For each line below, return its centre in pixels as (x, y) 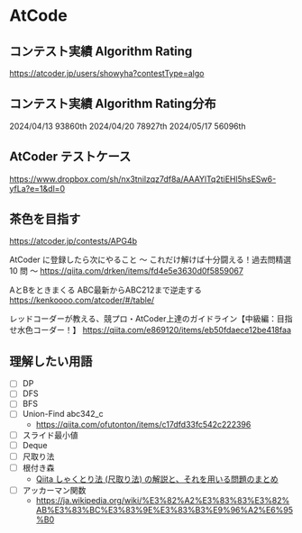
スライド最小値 (50, 435)
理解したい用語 (51, 361)
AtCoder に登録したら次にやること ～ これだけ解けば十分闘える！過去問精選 (150, 260)
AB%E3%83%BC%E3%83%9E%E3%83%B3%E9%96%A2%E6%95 (165, 510)
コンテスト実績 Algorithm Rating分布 (113, 104)
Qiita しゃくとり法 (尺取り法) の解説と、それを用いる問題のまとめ (157, 479)
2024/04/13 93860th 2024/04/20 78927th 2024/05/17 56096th (128, 126)
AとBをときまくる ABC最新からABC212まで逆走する (106, 290)
